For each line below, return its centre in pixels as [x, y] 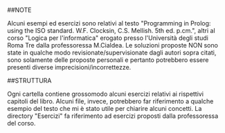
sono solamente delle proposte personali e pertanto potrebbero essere [108, 60]
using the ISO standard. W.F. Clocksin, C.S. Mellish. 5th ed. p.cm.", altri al [111, 31]
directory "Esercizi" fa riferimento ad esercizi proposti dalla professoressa [113, 116]
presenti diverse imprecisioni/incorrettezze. [69, 67]
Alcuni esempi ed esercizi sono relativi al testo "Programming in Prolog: [109, 23]
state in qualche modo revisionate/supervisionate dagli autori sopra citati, [112, 52]
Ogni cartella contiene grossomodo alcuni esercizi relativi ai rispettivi [106, 94]
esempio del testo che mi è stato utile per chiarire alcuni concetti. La [105, 109]
